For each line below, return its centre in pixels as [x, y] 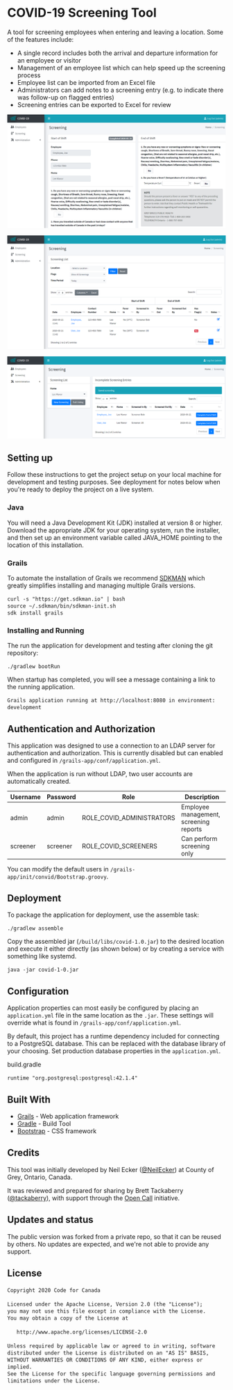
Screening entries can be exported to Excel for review [94, 104]
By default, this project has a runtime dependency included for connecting [113, 1036]
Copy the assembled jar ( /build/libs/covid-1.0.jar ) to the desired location [116, 942]
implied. [20, 1367]
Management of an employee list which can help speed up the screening [121, 68]
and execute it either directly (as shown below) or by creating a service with [115, 949]
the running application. [41, 687]
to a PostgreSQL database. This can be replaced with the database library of [116, 1044]
